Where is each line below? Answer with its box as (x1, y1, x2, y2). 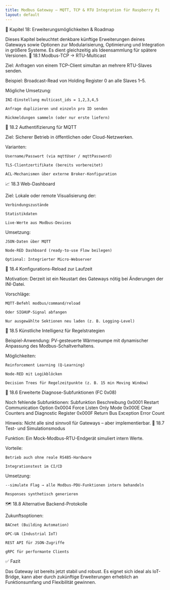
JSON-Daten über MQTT (5, 239, 51, 244)
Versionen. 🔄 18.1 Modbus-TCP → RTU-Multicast (5, 52, 107, 59)
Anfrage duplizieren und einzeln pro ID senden (5, 106, 108, 111)
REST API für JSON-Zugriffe (5, 540, 65, 545)
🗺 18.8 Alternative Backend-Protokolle (5, 500, 88, 507)
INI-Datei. (5, 281, 25, 287)
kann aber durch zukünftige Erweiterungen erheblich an (21, 574, 139, 580)
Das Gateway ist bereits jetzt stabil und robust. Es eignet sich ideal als (5, 568, 152, 574)
